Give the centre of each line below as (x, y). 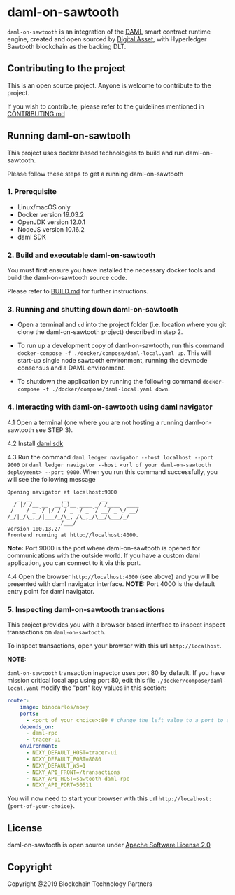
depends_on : (37, 727)
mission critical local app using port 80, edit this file (81, 681)
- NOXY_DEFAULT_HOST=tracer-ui (71, 753)
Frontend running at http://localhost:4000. (73, 535)
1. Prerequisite (32, 192)
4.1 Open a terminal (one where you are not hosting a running (95, 422)
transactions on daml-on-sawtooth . (57, 632)
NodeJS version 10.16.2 (51, 229)
